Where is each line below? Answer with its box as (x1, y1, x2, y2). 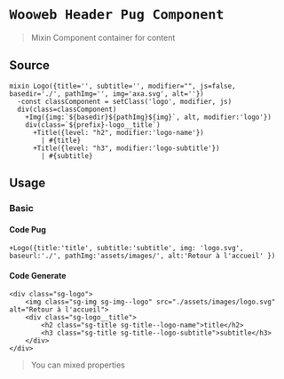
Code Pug (9, 224, 47, 234)
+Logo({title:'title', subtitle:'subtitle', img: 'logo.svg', (9, 244, 244, 253)
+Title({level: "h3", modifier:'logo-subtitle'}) (32, 144, 220, 153)
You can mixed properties (30, 359, 126, 370)
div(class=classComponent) (17, 105, 117, 114)
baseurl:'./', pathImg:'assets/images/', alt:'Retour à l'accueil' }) (9, 251, 276, 261)
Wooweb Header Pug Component (9, 6, 225, 23)
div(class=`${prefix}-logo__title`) (25, 120, 162, 130)
